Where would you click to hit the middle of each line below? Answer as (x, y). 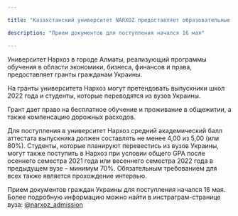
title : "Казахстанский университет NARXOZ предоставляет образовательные (119, 20)
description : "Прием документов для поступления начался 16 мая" (106, 33)
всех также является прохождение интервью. (77, 176)
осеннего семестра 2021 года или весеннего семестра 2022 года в (110, 161)
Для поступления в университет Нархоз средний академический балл (115, 130)
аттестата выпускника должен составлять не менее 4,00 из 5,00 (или (113, 138)
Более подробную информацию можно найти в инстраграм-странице (114, 197)
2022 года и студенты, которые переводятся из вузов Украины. (104, 96)
